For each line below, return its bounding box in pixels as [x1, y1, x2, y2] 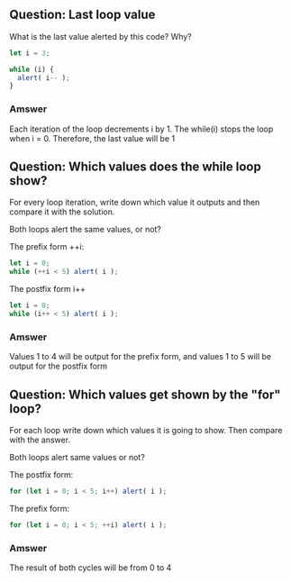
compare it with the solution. [9, 206, 115, 217]
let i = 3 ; [9, 49, 50, 58]
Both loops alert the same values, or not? [9, 224, 162, 235]
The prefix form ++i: [9, 241, 85, 252]
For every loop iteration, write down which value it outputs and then [9, 197, 260, 208]
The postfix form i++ [9, 284, 86, 295]
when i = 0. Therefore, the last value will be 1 [9, 132, 176, 143]
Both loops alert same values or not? [9, 452, 146, 463]
